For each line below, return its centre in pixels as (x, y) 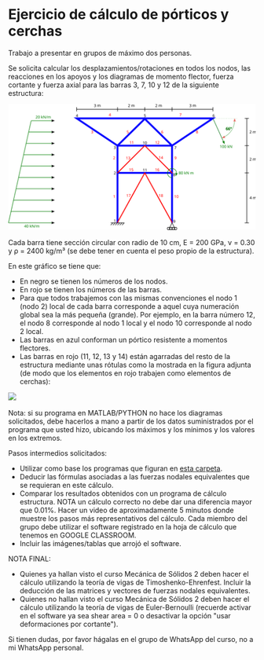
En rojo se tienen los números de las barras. (91, 289)
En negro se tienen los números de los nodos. (93, 281)
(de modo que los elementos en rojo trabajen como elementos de (125, 373)
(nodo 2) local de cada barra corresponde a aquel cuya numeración (129, 306)
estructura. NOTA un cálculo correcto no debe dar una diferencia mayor (136, 501)
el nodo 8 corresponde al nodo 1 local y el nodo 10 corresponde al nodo (136, 323)
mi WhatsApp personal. (46, 647)
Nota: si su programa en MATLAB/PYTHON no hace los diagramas (115, 412)
